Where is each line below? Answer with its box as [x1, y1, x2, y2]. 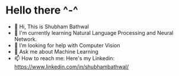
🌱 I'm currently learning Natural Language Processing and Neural [14, 29, 174, 36]
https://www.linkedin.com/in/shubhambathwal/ [14, 63, 129, 70]
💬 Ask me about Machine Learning [14, 48, 99, 55]
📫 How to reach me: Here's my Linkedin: [14, 54, 115, 62]
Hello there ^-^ [5, 4, 78, 17]
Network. [14, 35, 37, 42]
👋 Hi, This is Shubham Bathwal [14, 23, 89, 30]
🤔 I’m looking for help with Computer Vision [14, 42, 120, 49]
